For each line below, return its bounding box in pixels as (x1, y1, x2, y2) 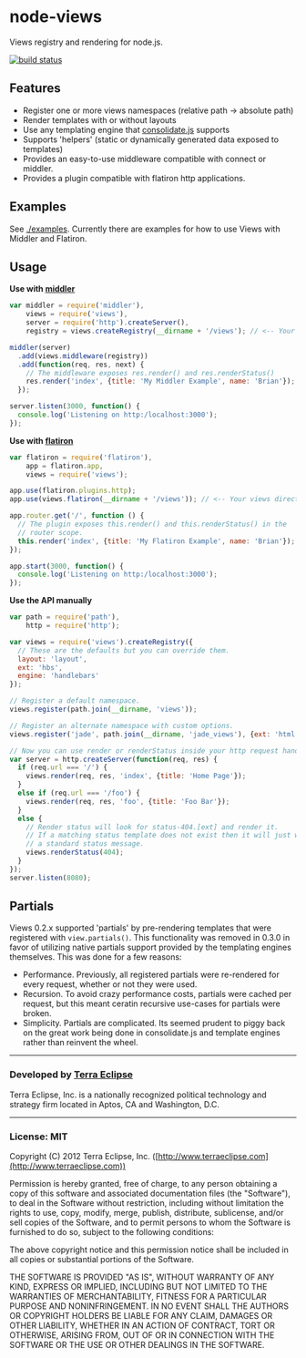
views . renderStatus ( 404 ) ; (25, 848, 125, 858)
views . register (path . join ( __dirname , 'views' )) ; (9, 705, 198, 714)
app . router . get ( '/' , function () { (9, 511, 145, 520)
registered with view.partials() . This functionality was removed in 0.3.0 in (9, 932, 291, 943)
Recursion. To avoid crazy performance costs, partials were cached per (22, 989, 292, 1000)
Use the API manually (9, 595, 93, 606)
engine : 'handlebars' (17, 672, 100, 681)
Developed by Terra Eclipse (9, 1068, 134, 1081)
